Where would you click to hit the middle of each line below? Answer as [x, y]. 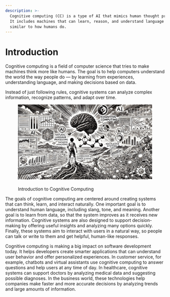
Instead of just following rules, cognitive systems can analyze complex [79, 92]
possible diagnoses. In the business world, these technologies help [75, 278]
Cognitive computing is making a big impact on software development [78, 246]
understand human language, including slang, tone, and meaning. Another [83, 210]
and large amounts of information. [41, 289]
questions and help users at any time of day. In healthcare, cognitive [76, 268]
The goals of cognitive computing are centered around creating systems [81, 199]
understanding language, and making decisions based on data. [71, 82]
